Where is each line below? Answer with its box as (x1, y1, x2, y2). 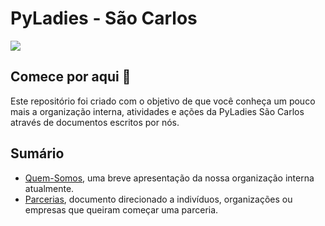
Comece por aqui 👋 (10, 68, 132, 86)
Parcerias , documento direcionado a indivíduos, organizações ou (24, 193, 293, 205)
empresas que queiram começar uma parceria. (24, 203, 219, 216)
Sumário (10, 145, 65, 162)
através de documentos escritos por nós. (10, 116, 180, 128)
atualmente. (24, 182, 75, 194)
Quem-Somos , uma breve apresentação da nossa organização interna (24, 172, 315, 184)
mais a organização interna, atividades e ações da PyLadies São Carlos (10, 105, 305, 117)
